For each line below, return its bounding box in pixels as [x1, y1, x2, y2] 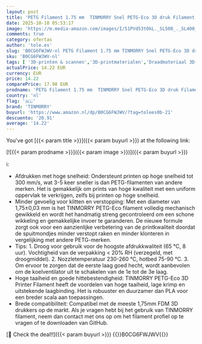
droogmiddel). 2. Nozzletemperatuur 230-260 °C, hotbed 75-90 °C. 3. [14, 256, 189, 263]
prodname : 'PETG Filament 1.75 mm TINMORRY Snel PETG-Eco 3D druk [6, 87, 179, 93]
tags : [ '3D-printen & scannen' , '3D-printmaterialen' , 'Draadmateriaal [6, 59, 187, 65]
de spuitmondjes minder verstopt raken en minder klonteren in [14, 230, 170, 237]
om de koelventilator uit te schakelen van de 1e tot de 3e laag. [14, 268, 168, 276]
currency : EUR [6, 70, 42, 76]
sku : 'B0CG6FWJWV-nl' [6, 53, 61, 59]
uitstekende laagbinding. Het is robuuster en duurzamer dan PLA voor [14, 288, 188, 295]
